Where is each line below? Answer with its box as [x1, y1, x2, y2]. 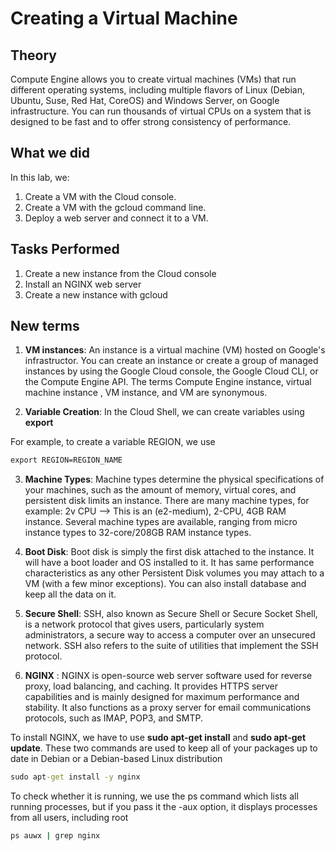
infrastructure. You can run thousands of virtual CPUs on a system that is [10, 105, 312, 117]
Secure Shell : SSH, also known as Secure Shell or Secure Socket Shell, [24, 608, 318, 620]
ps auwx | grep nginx [10, 831, 101, 841]
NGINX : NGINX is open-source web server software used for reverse [24, 670, 313, 682]
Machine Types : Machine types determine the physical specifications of [24, 473, 325, 486]
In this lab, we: [10, 171, 70, 183]
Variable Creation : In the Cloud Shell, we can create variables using [24, 406, 305, 418]
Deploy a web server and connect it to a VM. [24, 212, 209, 224]
